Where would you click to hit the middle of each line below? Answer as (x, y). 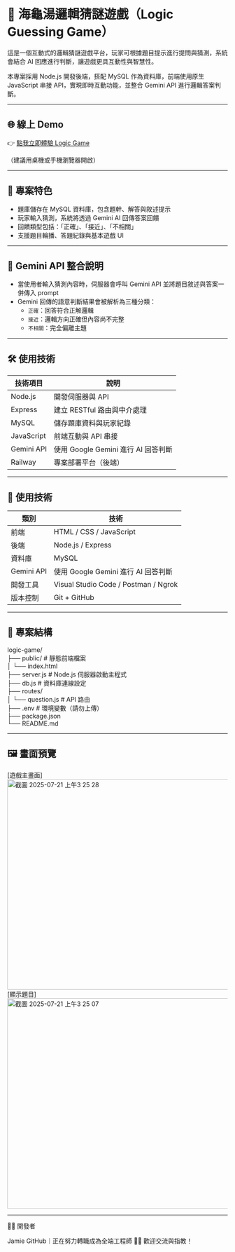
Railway (23, 462)
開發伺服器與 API (81, 397)
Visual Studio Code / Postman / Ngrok (116, 584)
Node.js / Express (83, 545)
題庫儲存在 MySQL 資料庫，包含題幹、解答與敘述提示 (94, 209)
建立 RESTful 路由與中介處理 (100, 410)
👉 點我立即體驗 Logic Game (48, 143)
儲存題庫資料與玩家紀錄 (92, 423)
